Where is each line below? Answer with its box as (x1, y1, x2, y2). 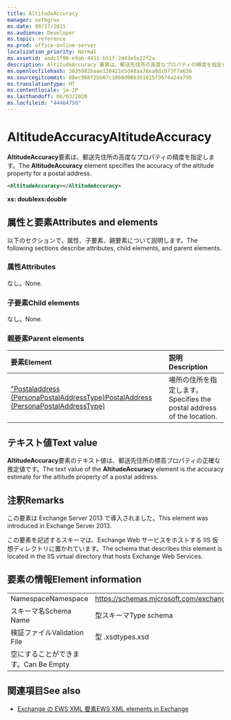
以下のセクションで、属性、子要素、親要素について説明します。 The (7, 236, 198, 244)
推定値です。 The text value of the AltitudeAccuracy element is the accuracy (7, 465, 224, 473)
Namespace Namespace (10, 593, 89, 603)
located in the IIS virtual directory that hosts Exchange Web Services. (7, 552, 203, 560)
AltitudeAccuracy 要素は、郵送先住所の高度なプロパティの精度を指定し (7, 153, 209, 161)
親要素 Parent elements (7, 334, 85, 344)
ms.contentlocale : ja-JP (7, 87, 78, 94)
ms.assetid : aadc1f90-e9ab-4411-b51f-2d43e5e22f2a (7, 55, 155, 62)
